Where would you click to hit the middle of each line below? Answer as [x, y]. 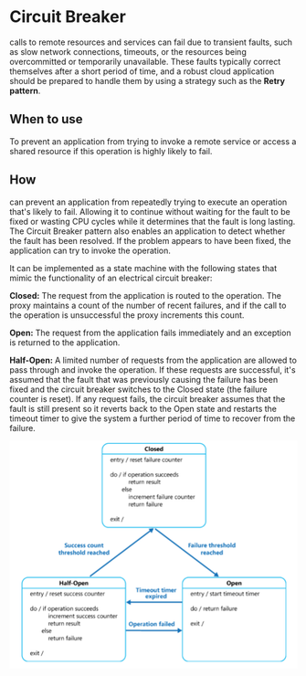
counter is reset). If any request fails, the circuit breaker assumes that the [148, 398]
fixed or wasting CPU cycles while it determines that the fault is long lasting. [153, 221]
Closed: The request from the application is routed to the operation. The [145, 295]
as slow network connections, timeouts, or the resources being [128, 51]
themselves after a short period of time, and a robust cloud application [142, 71]
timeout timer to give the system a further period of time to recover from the [153, 418]
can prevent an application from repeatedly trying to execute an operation [148, 202]
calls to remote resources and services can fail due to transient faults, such [151, 42]
